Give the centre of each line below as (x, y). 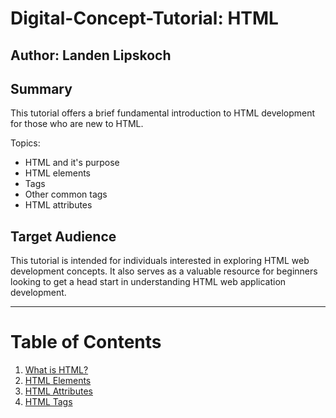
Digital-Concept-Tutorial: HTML (144, 18)
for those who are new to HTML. (77, 124)
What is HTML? (56, 370)
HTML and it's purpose (72, 163)
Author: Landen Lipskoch (91, 55)
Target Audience (63, 236)
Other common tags (66, 194)
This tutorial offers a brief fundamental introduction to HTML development (163, 113)
